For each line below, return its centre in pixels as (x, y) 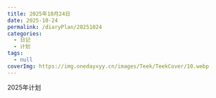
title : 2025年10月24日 (39, 14)
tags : (15, 54)
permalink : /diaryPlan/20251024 (55, 27)
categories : (25, 33)
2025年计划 (24, 87)
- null (23, 60)
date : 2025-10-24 (33, 20)
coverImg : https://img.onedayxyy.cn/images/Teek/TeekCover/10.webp (108, 66)
